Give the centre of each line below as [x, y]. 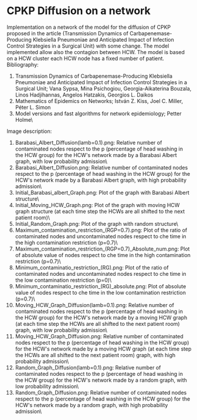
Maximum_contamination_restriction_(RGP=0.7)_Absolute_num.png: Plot [102, 249]
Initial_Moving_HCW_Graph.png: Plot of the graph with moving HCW [97, 205]
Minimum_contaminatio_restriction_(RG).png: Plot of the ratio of [92, 267]
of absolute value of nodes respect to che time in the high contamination [103, 255]
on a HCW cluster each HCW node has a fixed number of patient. [86, 58]
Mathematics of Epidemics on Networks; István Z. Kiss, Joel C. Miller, [99, 101]
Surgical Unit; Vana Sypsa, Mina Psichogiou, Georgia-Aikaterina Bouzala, [103, 88]
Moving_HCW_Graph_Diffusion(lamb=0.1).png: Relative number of [95, 305]
